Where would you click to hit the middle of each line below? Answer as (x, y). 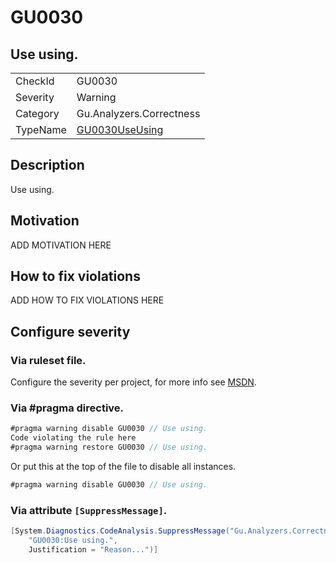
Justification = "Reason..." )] (93, 549)
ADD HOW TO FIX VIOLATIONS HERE (87, 300)
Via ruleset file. (48, 360)
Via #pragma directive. (67, 408)
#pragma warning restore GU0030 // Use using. (109, 447)
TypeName (41, 129)
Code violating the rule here (73, 438)
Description (47, 165)
